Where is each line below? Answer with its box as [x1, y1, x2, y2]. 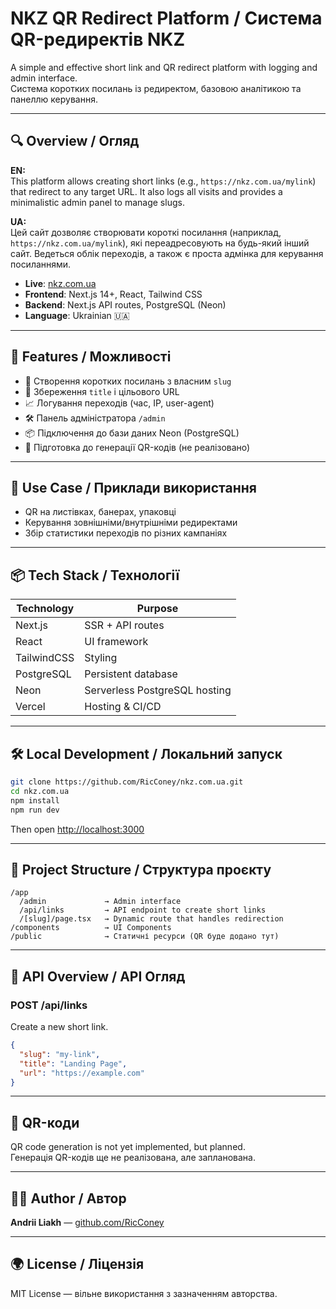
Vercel [15, 700, 46, 714]
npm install [10, 795, 60, 806]
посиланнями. [10, 258, 72, 270]
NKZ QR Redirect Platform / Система [10, 7, 323, 30]
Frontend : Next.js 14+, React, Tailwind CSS [24, 288, 203, 300]
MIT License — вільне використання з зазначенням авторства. [10, 1287, 278, 1299]
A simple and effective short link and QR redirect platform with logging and [10, 61, 318, 73]
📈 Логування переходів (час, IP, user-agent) [24, 397, 215, 409]
